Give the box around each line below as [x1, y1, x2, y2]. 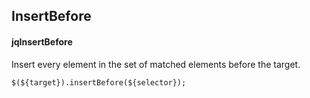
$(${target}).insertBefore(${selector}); [11, 77, 187, 88]
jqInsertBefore [11, 35, 73, 48]
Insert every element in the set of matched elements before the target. [11, 58, 301, 70]
